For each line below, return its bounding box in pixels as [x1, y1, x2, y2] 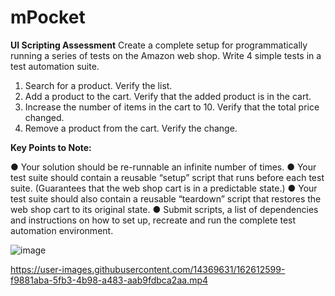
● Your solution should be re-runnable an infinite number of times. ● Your [10, 161, 317, 173]
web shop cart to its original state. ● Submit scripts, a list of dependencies [10, 203, 319, 215]
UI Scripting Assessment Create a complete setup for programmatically [10, 39, 308, 51]
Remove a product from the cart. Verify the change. [24, 122, 238, 134]
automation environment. [10, 224, 114, 236]
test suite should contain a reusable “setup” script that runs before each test [10, 171, 325, 183]
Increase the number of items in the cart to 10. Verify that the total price [24, 101, 320, 113]
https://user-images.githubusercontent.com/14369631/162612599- [10, 263, 286, 275]
